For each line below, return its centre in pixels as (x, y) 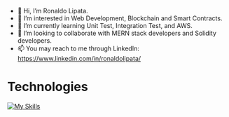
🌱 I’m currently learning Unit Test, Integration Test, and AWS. (105, 26)
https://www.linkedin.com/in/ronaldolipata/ (79, 58)
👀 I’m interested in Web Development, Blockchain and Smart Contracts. (120, 18)
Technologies (48, 87)
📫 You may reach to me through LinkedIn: (78, 48)
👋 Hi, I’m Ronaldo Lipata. (53, 11)
